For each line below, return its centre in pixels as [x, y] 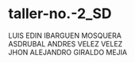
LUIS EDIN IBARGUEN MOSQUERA [65, 35]
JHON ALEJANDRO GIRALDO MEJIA [68, 52]
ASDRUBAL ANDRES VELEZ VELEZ [66, 43]
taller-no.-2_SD [60, 14]
